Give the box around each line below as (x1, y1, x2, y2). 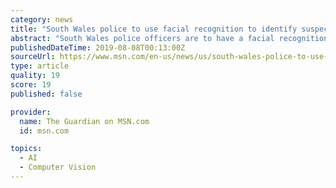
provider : (10, 107, 52, 117)
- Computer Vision (19, 162, 97, 173)
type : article (10, 61, 70, 71)
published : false (10, 89, 83, 99)
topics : (10, 144, 43, 154)
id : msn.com (19, 126, 70, 136)
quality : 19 (10, 71, 60, 81)
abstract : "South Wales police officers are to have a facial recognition (10, 33, 329, 43)
